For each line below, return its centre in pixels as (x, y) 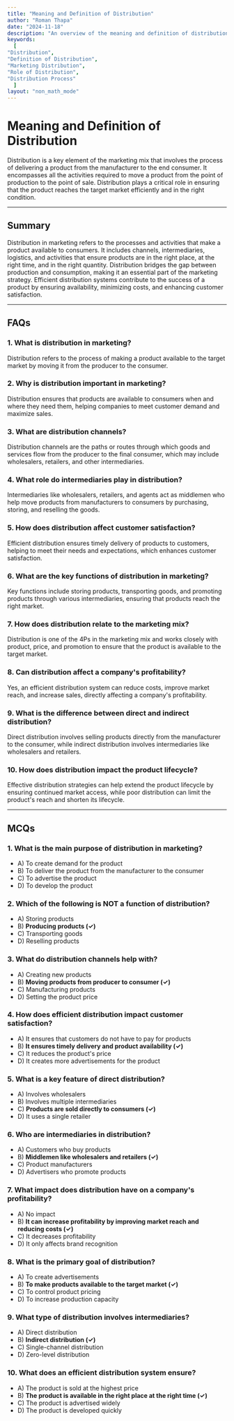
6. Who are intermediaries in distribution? (79, 1135)
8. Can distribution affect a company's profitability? (96, 672)
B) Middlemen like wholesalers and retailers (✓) (88, 1157)
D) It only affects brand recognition (68, 1244)
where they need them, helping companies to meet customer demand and (114, 406)
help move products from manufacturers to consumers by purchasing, (108, 503)
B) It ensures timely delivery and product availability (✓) (100, 1046)
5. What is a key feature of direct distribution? (86, 1079)
